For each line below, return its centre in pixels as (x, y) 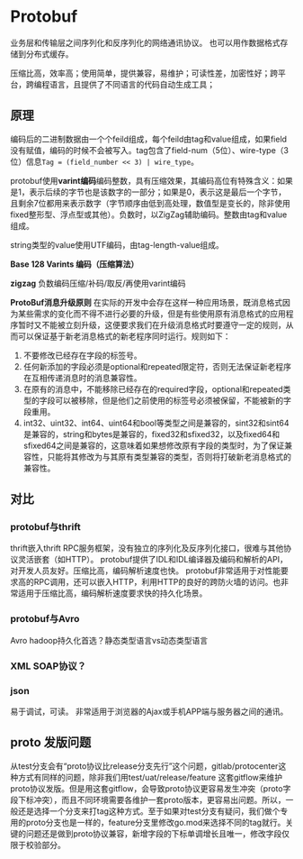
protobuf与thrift (46, 527)
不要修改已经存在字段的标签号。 (82, 355)
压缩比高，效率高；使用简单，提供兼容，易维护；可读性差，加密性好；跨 (144, 73)
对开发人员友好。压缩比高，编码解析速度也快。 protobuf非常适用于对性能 (146, 571)
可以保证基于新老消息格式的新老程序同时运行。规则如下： (124, 336)
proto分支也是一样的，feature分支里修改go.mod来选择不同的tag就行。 (156, 822)
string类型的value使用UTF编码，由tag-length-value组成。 (117, 244)
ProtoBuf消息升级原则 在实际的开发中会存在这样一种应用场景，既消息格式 (147, 302)
